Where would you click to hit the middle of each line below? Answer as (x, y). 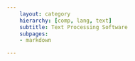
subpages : (34, 34)
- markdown (36, 40)
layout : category (45, 14)
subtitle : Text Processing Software (74, 27)
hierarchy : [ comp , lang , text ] (66, 21)
